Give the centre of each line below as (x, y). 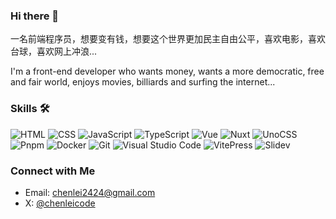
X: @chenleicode (60, 203)
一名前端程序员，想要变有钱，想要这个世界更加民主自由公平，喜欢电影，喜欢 (168, 39)
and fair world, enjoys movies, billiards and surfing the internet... (143, 82)
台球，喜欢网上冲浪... (54, 51)
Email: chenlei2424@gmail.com (90, 192)
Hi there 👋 (35, 16)
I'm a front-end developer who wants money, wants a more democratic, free (167, 71)
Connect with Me (53, 171)
